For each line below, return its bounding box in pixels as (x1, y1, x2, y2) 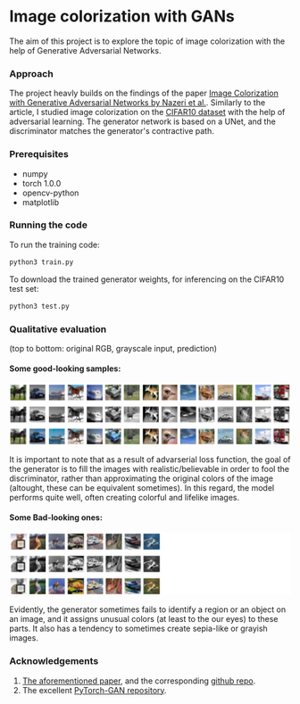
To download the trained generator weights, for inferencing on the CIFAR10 (9, 274, 285, 285)
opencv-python (21, 187, 79, 198)
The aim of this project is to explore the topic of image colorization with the (9, 36, 286, 46)
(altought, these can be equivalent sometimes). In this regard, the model (9, 482, 275, 493)
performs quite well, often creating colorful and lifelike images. (9, 492, 239, 502)
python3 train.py (9, 257, 74, 267)
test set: (9, 283, 39, 294)
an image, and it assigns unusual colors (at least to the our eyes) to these (9, 614, 279, 625)
